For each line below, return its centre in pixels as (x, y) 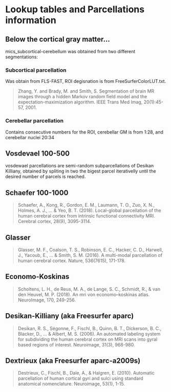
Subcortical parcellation (36, 70)
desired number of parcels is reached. (46, 177)
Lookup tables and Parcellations (75, 9)
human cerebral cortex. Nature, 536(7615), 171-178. (72, 261)
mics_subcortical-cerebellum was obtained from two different (70, 51)
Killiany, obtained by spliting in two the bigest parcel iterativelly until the (81, 171)
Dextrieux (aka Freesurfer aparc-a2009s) (73, 361)
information (31, 20)
